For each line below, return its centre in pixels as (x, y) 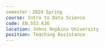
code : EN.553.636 (28, 23)
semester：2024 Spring (34, 12)
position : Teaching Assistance (45, 35)
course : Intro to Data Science (45, 18)
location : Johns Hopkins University (52, 29)
